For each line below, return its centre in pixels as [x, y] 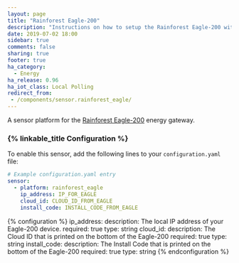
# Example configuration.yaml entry [62, 175]
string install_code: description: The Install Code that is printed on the [109, 244]
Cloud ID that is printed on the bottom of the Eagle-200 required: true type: [117, 236]
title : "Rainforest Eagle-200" [54, 21]
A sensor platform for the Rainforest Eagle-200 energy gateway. [101, 120]
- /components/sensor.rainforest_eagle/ [71, 100]
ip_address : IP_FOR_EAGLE [59, 194]
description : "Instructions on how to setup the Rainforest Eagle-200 [114, 27]
